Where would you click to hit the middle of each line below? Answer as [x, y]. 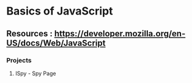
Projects [19, 60]
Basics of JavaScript [60, 11]
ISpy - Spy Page [35, 73]
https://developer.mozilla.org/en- [120, 34]
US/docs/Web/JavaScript [56, 43]
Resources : [30, 34]
